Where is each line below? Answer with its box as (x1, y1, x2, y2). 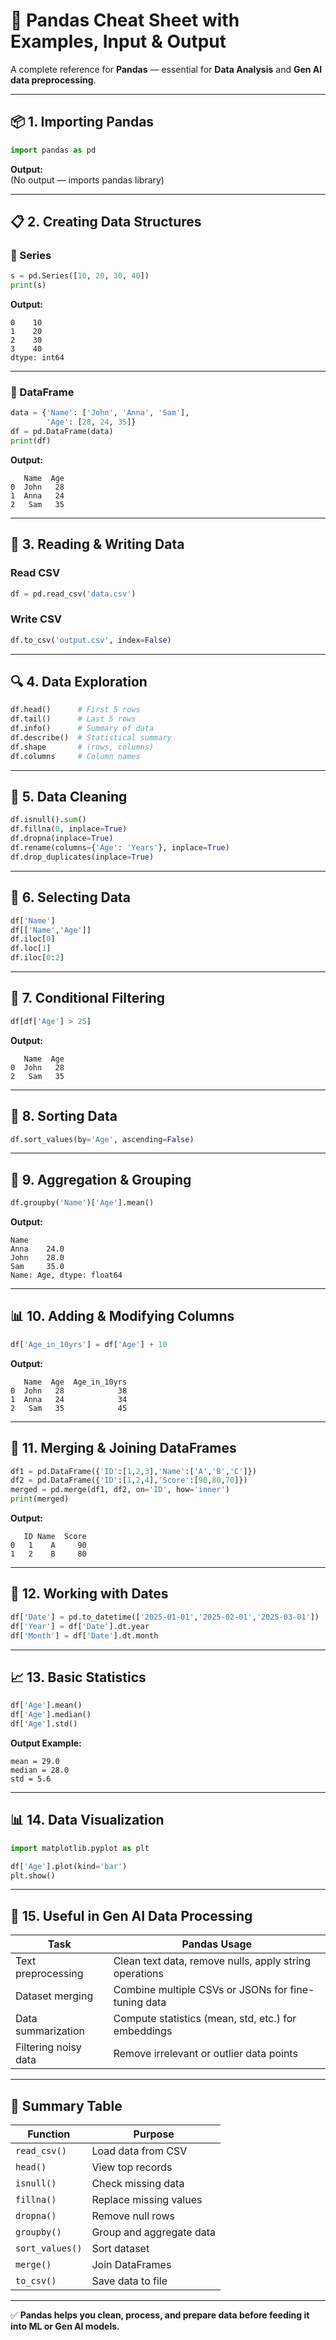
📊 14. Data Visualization (10, 1812, 165, 1829)
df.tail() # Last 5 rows (10, 714, 137, 724)
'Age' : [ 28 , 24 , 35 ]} (46, 417, 137, 428)
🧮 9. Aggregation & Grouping (10, 1171, 192, 1188)
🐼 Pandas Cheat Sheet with (10, 9, 240, 32)
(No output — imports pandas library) (10, 174, 165, 186)
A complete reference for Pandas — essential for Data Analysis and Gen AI (10, 63, 323, 75)
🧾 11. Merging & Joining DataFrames (10, 1440, 237, 1457)
